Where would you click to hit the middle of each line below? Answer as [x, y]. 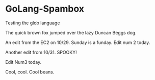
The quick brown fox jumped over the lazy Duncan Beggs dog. [71, 32]
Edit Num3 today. [23, 62]
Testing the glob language [33, 23]
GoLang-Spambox [45, 9]
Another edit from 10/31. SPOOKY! [41, 52]
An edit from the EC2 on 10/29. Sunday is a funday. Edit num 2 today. [78, 42]
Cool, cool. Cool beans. [30, 72]
